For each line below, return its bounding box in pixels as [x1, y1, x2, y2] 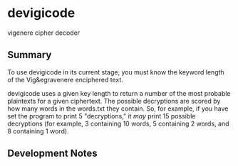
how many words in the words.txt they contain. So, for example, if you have [7, 104, 229, 113]
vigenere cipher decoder [7, 28, 81, 37]
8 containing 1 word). [7, 126, 69, 135]
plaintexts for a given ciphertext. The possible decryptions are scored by [7, 96, 221, 105]
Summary [7, 49, 52, 61]
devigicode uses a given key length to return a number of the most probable [7, 89, 231, 97]
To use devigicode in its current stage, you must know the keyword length [7, 67, 224, 76]
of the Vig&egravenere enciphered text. [7, 75, 123, 84]
